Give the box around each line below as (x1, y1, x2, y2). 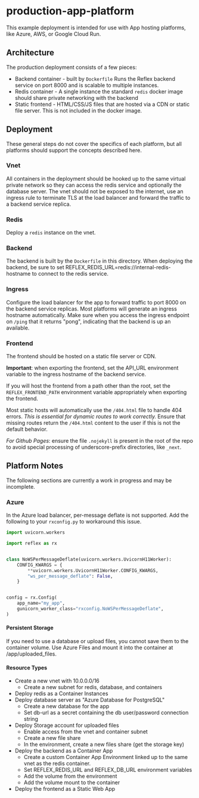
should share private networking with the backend (14, 94, 138, 101)
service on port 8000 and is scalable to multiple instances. (14, 81, 159, 89)
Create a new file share (23, 735, 81, 742)
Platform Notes (6, 461, 64, 471)
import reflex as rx (6, 540, 58, 547)
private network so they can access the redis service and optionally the (6, 181, 182, 188)
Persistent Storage (6, 624, 54, 632)
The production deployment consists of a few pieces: (6, 63, 137, 71)
